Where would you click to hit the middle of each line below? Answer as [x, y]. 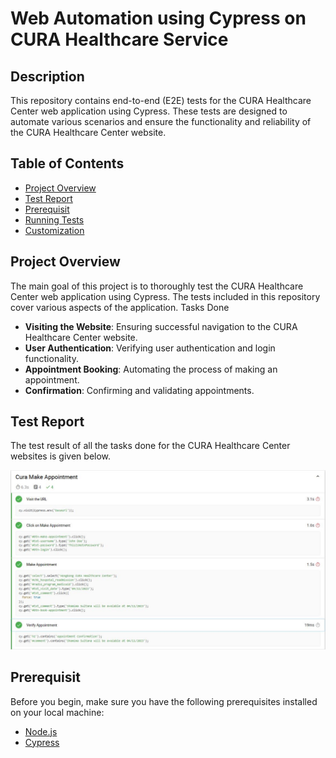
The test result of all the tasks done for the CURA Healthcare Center [150, 446]
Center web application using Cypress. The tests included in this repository [165, 296]
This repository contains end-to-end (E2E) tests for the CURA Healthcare [161, 100]
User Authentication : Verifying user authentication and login [150, 348]
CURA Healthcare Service [119, 39]
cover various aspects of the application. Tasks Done [120, 307]
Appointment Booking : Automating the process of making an [151, 369]
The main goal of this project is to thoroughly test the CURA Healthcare [157, 286]
